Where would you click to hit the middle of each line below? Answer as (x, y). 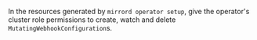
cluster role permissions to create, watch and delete (92, 20)
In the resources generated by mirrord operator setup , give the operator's (129, 11)
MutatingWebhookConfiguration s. (60, 28)
